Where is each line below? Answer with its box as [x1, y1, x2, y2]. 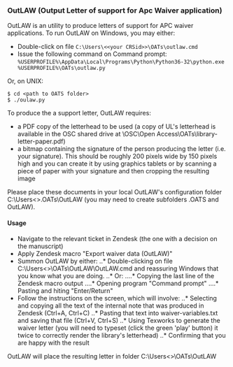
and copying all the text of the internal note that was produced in [17, 301, 204, 310]
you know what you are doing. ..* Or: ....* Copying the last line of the [17, 271, 215, 280]
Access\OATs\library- [156, 130, 218, 138]
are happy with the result [17, 338, 90, 347]
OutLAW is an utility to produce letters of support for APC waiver [7, 22, 194, 30]
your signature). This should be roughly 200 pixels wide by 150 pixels [17, 152, 218, 161]
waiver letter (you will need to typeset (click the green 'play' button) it [17, 324, 218, 332]
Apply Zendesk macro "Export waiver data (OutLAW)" [17, 249, 173, 257]
